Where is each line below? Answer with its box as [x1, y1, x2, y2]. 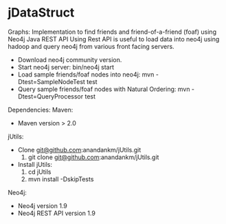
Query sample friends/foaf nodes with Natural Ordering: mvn [17, 85, 190, 93]
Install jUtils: [17, 160, 53, 168]
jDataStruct [8, 5, 75, 21]
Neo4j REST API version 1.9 [17, 209, 95, 217]
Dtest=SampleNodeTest [17, 77, 85, 85]
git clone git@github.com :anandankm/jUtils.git [27, 153, 159, 161]
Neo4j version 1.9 [17, 201, 67, 210]
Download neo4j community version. [17, 55, 122, 63]
